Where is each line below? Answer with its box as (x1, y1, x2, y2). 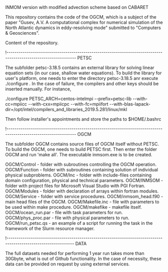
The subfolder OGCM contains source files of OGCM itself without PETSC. (5, 141, 159, 147)
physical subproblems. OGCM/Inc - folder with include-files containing (5, 172, 152, 178)
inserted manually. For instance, (5, 86, 71, 92)
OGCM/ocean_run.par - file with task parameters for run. (5, 210, 123, 215)
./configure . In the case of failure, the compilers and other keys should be (5, 80, 159, 86)
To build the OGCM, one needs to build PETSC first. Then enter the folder (5, 146, 157, 152)
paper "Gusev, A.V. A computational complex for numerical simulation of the (5, 20, 163, 25)
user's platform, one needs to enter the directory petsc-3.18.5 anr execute (5, 75, 158, 81)
